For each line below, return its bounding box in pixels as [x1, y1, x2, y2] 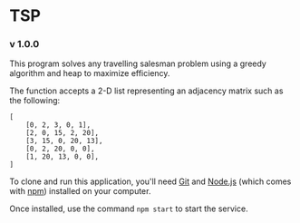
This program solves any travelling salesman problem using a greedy [9, 58, 267, 69]
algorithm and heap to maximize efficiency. [9, 68, 170, 79]
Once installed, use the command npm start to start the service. [9, 203, 248, 214]
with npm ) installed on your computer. [9, 186, 151, 197]
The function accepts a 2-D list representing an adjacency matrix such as [9, 85, 284, 96]
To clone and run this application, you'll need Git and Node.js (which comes [9, 176, 292, 187]
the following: [9, 95, 61, 106]
